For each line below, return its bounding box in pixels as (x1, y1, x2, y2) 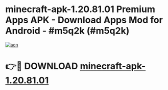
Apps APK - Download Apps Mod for (5, 14, 163, 26)
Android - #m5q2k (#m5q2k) (5, 25, 130, 36)
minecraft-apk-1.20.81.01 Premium (5, 4, 156, 15)
